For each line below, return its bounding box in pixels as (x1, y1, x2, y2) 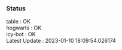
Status (6, 4, 26, 13)
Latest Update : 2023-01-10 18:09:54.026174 (6, 37, 117, 45)
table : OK (6, 18, 31, 25)
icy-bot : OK (6, 31, 36, 38)
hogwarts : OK (6, 24, 42, 31)
